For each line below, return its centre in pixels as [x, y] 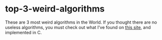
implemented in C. [23, 32]
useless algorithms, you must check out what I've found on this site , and [78, 27]
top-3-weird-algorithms [55, 9]
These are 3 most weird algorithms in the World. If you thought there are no [81, 22]
